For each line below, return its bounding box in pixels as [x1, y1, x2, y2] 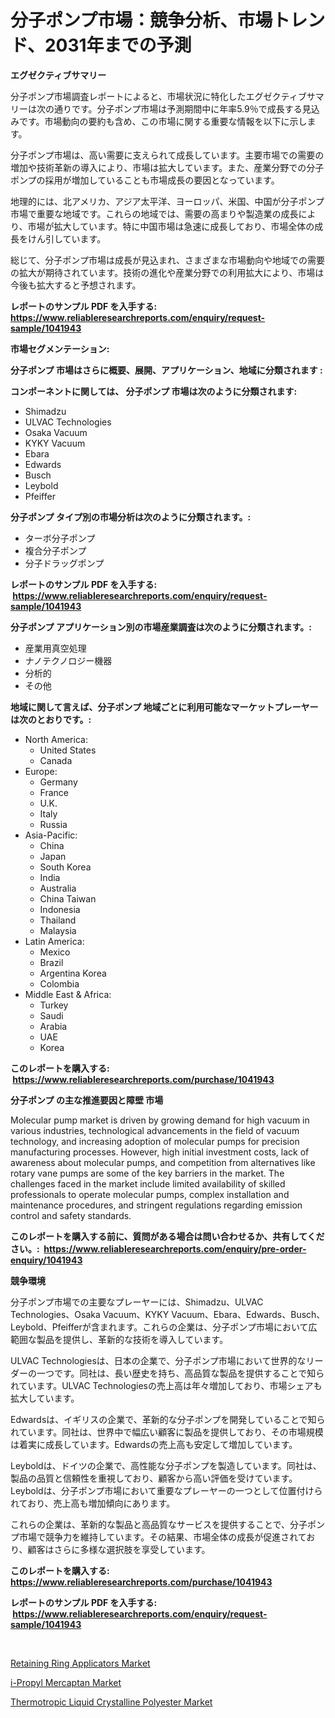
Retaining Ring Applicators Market [10, 1657, 151, 1669]
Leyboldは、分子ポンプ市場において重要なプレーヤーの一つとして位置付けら [10, 1484, 323, 1496]
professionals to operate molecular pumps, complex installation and [10, 1188, 290, 1200]
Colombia [39, 977, 80, 990]
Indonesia [39, 903, 81, 915]
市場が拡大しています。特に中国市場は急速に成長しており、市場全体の [27, 220, 315, 232]
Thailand [39, 914, 77, 926]
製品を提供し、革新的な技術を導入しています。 [36, 1333, 229, 1345]
